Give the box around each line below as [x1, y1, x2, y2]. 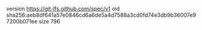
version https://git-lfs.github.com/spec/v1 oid [6, 5, 120, 12]
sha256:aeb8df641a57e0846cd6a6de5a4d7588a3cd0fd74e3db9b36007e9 [6, 11, 197, 19]
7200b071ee [6, 18, 38, 25]
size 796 [38, 18, 60, 25]
